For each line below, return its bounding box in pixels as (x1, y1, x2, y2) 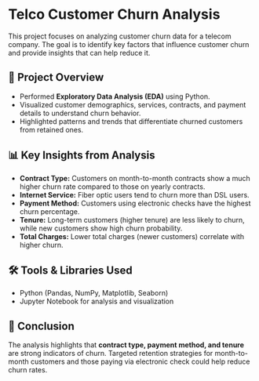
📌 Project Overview (8, 71, 104, 84)
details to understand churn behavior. (19, 108, 141, 118)
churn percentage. (19, 206, 80, 216)
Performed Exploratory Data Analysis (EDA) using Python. (19, 92, 210, 101)
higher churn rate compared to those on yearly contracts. (19, 182, 206, 191)
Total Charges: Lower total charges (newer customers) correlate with (19, 231, 245, 241)
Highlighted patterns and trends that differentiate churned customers (19, 116, 243, 126)
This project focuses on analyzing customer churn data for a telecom (8, 31, 232, 41)
